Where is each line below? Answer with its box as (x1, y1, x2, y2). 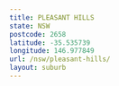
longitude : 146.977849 (9, 47, 95, 56)
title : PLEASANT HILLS (9, 13, 95, 22)
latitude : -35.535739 (9, 38, 91, 47)
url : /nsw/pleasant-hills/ (9, 55, 111, 64)
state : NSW (9, 21, 50, 30)
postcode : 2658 (9, 30, 67, 39)
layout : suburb (9, 64, 67, 73)
